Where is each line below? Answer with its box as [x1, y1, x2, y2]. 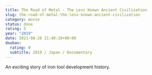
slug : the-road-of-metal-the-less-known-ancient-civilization [5, 12, 140, 17]
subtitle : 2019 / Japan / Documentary [10, 50, 93, 55]
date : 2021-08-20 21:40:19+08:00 [5, 36, 77, 41]
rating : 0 [10, 45, 31, 50]
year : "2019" [5, 31, 33, 36]
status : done [5, 21, 33, 27]
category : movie [5, 17, 40, 22]
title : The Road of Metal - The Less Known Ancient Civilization [5, 7, 147, 13]
